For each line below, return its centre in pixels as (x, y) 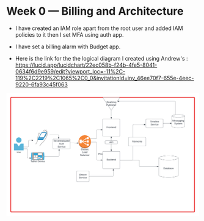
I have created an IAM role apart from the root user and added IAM (99, 28)
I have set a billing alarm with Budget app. (68, 47)
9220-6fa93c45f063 (42, 84)
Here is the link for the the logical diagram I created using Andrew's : (101, 58)
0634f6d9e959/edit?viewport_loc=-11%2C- (70, 71)
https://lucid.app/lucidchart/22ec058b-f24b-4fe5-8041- (86, 65)
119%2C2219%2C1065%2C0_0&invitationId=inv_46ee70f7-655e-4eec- (104, 78)
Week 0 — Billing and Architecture (95, 11)
